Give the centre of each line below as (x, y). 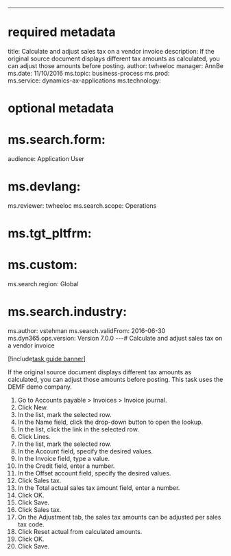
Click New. (33, 407)
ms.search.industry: (68, 312)
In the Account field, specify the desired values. (85, 451)
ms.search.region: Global (43, 284)
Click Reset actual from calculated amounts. (80, 532)
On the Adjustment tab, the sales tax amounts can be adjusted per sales (119, 517)
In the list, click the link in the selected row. (78, 429)
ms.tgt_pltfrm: (50, 234)
